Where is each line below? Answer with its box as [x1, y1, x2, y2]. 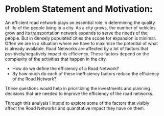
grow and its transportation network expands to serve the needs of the [5, 30, 148, 36]
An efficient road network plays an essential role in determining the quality [5, 20, 155, 25]
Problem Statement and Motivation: [5, 3, 153, 15]
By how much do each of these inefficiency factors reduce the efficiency [12, 70, 160, 76]
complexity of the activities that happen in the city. [5, 56, 107, 62]
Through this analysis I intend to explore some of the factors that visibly [5, 100, 150, 106]
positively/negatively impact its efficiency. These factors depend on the [5, 50, 149, 57]
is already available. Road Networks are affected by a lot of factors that [5, 46, 148, 51]
